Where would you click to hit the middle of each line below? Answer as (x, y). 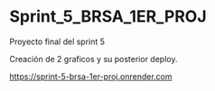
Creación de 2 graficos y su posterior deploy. (93, 59)
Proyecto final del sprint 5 (57, 41)
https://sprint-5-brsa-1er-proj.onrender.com (91, 76)
